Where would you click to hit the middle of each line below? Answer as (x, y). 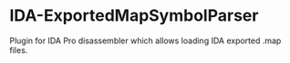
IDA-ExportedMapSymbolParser (134, 16)
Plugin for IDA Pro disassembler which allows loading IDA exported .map (145, 40)
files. (19, 49)
